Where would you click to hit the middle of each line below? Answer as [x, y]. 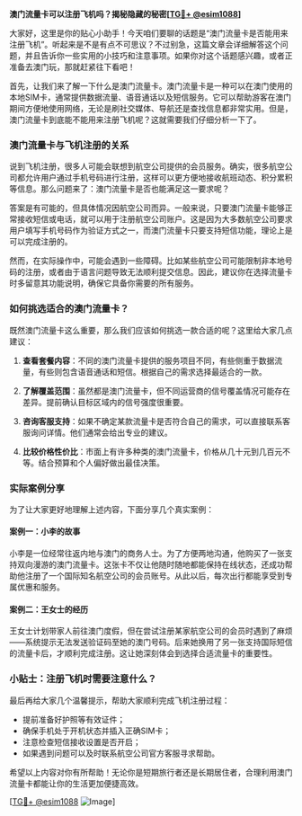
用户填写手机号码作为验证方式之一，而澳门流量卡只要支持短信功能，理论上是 [151, 231]
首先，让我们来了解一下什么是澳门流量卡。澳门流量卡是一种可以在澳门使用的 [151, 86]
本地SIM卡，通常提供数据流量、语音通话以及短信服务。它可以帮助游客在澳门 [151, 97]
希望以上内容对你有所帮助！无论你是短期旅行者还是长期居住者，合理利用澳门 [151, 772]
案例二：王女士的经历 [49, 609]
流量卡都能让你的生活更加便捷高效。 [76, 783]
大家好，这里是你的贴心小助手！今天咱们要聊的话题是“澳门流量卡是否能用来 [149, 33]
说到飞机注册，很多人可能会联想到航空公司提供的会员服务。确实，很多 [139, 166]
